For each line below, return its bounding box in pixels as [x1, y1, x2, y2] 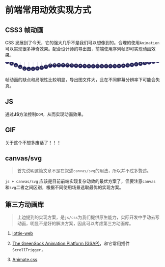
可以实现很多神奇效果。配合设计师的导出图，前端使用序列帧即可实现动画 [5, 46, 151, 52]
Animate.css [12, 257, 38, 263]
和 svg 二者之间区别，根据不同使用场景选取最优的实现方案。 [5, 185, 124, 191]
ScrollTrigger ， [12, 247, 46, 253]
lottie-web [12, 230, 33, 236]
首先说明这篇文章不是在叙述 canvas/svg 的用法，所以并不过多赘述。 [17, 168, 151, 174]
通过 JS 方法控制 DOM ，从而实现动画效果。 [5, 111, 86, 117]
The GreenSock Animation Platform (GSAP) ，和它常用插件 [12, 240, 130, 247]
